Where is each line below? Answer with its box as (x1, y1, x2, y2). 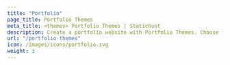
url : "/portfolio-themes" (7, 35, 81, 42)
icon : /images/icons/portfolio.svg (7, 41, 109, 48)
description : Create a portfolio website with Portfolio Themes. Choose (7, 28, 219, 36)
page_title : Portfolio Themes (7, 16, 94, 23)
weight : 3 (7, 48, 36, 55)
